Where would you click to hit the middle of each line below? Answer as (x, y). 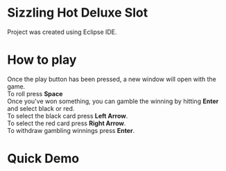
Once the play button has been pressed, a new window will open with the (112, 79)
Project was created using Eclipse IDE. (62, 32)
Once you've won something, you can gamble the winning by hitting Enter (113, 101)
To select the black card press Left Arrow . (68, 116)
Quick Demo (43, 159)
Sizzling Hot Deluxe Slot (78, 13)
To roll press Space (35, 93)
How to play (42, 60)
